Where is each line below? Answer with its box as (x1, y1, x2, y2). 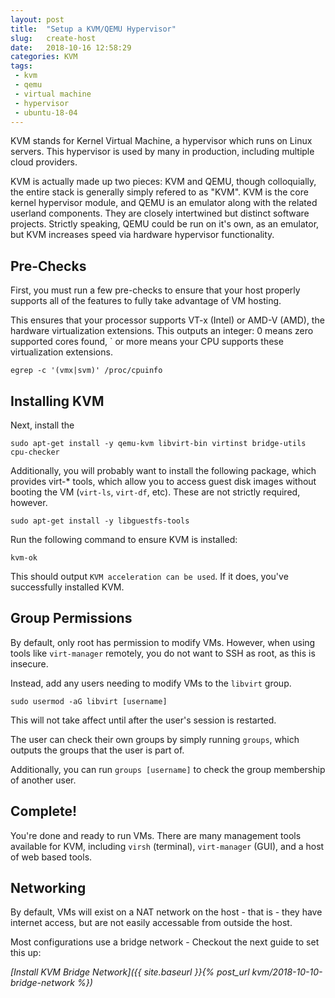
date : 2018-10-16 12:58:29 (10, 42, 132, 53)
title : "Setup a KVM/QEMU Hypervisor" (10, 24, 177, 34)
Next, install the (10, 419, 75, 431)
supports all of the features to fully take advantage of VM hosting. (10, 295, 282, 307)
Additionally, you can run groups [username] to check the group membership (10, 763, 326, 775)
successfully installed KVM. (10, 581, 125, 593)
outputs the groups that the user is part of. (10, 744, 185, 756)
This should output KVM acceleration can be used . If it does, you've (10, 571, 289, 582)
